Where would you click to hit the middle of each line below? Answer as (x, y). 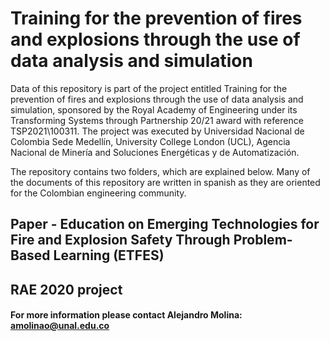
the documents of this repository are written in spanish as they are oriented (165, 182)
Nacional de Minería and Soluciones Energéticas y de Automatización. (155, 152)
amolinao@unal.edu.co (60, 326)
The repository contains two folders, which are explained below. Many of (160, 171)
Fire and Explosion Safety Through (120, 240)
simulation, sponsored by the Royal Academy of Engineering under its (154, 109)
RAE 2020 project (66, 289)
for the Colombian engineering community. (98, 193)
